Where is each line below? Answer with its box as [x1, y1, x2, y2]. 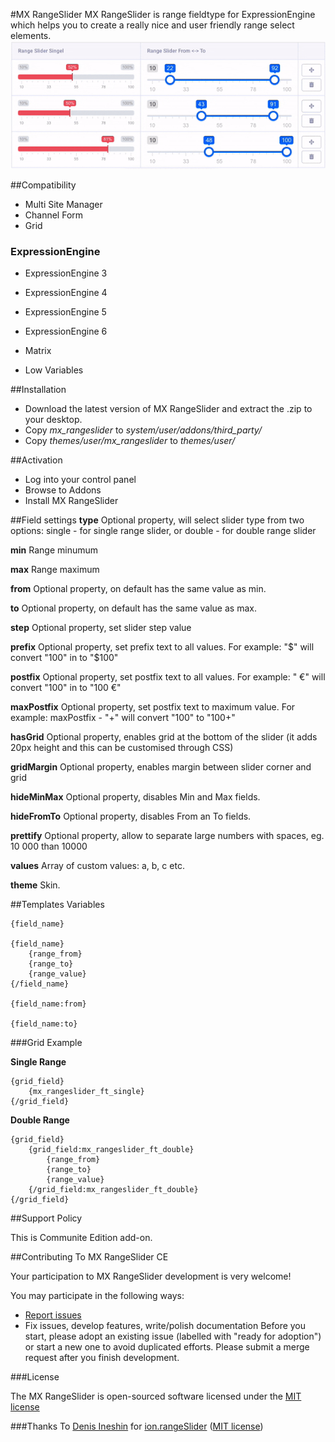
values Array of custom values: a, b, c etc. [10, 860, 185, 872]
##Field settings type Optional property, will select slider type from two [10, 514, 305, 526]
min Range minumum [10, 544, 99, 556]
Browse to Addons [24, 484, 102, 496]
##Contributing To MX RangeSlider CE [10, 1251, 169, 1263]
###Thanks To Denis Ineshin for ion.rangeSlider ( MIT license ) [10, 1420, 264, 1433]
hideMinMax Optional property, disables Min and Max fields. [10, 791, 261, 803]
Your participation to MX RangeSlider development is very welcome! [10, 1270, 292, 1283]
